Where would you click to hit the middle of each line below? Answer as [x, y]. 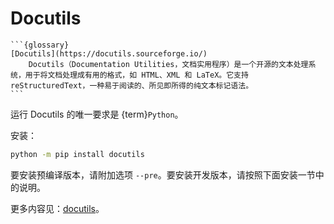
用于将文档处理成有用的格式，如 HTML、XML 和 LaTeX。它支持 [136, 75]
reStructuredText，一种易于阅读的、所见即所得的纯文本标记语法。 [132, 85]
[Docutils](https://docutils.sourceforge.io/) [109, 53]
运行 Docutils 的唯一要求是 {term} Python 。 [97, 114]
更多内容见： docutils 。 [57, 208]
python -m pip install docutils [77, 154]
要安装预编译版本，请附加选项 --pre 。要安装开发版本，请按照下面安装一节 [163, 174]
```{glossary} [40, 45]
